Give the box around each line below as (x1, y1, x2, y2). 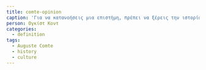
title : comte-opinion (6, 9, 62, 15)
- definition (12, 32, 45, 38)
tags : (6, 37, 20, 43)
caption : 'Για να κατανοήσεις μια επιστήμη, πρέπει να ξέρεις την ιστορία (6, 15, 202, 21)
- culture (12, 54, 37, 60)
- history (12, 49, 37, 55)
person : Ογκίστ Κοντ (6, 20, 59, 26)
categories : (6, 26, 37, 32)
